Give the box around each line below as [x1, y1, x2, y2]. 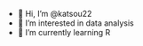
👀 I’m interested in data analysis [17, 18, 135, 28]
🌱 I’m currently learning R [17, 27, 111, 37]
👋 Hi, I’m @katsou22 [17, 9, 92, 19]
